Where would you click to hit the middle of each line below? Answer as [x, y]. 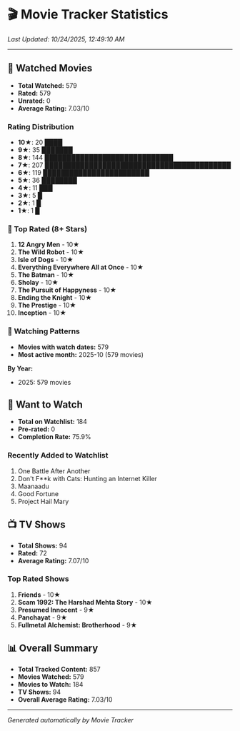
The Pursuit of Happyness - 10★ [67, 290]
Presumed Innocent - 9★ [56, 610]
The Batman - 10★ [46, 275]
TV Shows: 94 [39, 692]
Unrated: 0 [34, 101]
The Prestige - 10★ [47, 306]
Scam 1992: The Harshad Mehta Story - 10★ [85, 602]
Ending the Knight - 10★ [55, 298]
